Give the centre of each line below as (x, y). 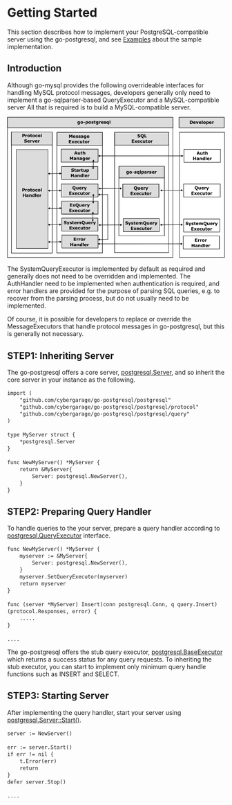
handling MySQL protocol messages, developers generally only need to (109, 92)
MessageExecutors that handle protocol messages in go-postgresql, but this (116, 326)
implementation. (30, 46)
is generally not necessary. (46, 334)
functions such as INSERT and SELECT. (63, 674)
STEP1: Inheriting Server (61, 356)
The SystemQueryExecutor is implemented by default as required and (106, 269)
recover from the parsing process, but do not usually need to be (98, 299)
